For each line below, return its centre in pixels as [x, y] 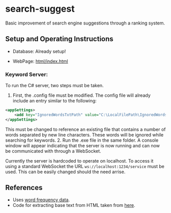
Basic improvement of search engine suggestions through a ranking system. [85, 23]
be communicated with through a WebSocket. [53, 151]
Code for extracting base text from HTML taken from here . [74, 205]
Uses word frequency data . [41, 200]
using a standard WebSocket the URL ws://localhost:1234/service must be [85, 166]
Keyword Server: [27, 74]
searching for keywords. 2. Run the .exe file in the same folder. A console [82, 140]
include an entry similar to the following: [54, 101]
